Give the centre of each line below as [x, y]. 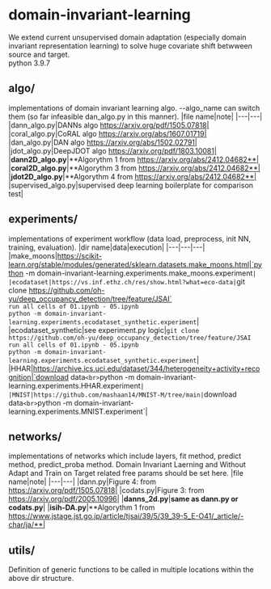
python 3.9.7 [30, 63]
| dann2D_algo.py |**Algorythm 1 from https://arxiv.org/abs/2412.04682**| [134, 159]
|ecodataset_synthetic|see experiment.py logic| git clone [104, 330]
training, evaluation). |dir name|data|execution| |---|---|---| [107, 247]
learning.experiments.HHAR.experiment [74, 385]
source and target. [39, 54]
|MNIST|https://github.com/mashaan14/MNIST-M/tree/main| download [123, 394]
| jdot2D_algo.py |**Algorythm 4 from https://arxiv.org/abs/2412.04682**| [133, 176]
